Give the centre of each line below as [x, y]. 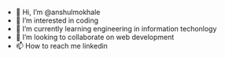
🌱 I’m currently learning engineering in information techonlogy [116, 29]
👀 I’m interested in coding [57, 20]
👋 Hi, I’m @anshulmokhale [58, 12]
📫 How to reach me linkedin [62, 46]
